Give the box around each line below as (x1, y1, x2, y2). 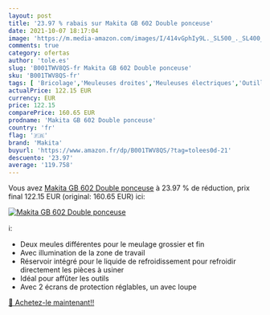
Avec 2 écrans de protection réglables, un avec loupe (19, 282, 197, 292)
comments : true (8, 42, 59, 50)
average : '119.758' (8, 162, 74, 170)
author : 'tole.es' (8, 57, 70, 65)
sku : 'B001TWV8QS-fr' (8, 72, 81, 80)
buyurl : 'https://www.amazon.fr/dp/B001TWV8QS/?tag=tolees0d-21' (8, 146, 231, 154)
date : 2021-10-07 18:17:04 (8, 27, 99, 35)
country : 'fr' (8, 124, 56, 132)
